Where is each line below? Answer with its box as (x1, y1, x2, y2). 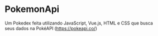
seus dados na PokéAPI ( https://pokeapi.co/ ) (5, 25, 97, 31)
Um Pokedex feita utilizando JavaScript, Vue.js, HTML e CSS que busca (5, 20, 153, 26)
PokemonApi (5, 3, 60, 15)
